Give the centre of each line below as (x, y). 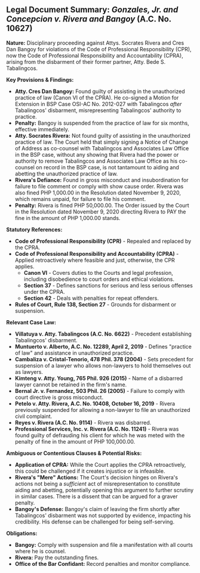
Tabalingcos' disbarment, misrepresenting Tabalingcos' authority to (98, 110)
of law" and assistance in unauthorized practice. (74, 353)
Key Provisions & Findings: (40, 79)
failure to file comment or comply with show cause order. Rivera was (99, 186)
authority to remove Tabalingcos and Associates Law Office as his (96, 161)
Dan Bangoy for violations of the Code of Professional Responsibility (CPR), (99, 49)
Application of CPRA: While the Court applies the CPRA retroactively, (100, 464)
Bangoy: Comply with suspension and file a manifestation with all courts (104, 544)
